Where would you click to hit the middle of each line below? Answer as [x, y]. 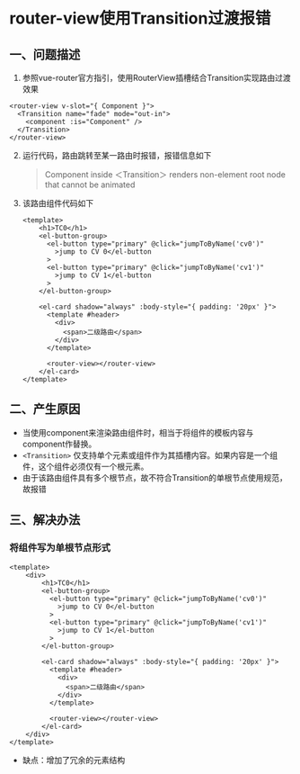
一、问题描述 [45, 54]
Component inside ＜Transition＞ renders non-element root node [165, 175]
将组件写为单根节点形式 [60, 548]
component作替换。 [59, 444]
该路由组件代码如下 [58, 203]
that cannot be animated [90, 184]
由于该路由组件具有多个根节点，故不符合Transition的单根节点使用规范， [154, 477]
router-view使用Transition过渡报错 [140, 18]
